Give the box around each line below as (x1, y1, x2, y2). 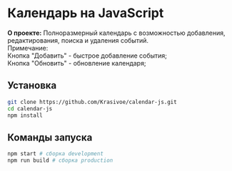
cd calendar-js (7, 105, 53, 112)
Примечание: (7, 43, 49, 52)
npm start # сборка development (7, 150, 104, 157)
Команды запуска (7, 131, 93, 143)
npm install (7, 112, 43, 119)
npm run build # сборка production (7, 157, 114, 165)
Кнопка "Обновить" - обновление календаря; (7, 58, 146, 67)
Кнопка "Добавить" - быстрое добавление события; (7, 51, 168, 60)
